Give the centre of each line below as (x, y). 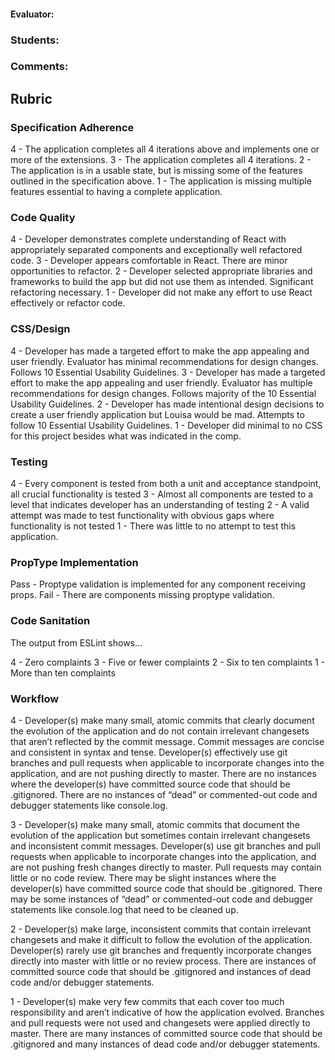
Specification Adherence (72, 127)
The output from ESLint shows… (76, 642)
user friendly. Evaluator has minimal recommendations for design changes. (164, 361)
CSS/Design (40, 329)
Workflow (35, 698)
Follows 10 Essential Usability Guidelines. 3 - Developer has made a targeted (168, 372)
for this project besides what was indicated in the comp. (126, 436)
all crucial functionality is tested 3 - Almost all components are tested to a (162, 494)
